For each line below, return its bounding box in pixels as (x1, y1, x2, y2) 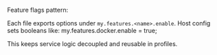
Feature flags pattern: (7, 6, 69, 14)
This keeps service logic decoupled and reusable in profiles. (7, 40, 178, 47)
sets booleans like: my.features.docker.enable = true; (7, 27, 157, 34)
